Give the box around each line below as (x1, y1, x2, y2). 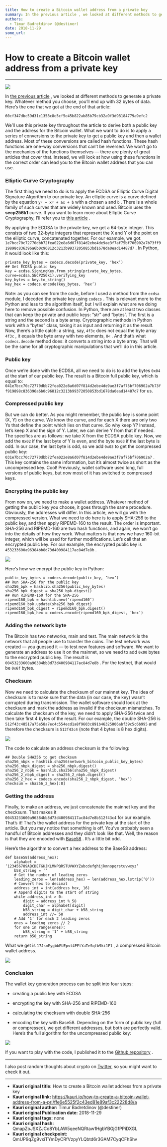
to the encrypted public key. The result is (5, 655, 89, 661)
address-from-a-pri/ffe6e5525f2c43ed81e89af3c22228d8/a (12, 1099, 137, 1105)
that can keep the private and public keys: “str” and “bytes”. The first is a (5, 312, 154, 318)
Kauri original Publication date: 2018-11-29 (12, 1110, 102, 1116)
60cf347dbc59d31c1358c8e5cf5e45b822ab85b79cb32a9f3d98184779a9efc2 (5, 113, 148, 118)
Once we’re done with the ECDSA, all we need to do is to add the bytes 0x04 (5, 368, 161, 374)
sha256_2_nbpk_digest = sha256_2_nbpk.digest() (5, 772, 106, 777)
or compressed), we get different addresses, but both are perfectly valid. (12, 1025, 162, 1031)
